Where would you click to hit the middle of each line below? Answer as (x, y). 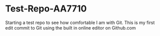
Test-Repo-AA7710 (46, 9)
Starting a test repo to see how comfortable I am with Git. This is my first (80, 22)
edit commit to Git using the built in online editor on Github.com (71, 27)
